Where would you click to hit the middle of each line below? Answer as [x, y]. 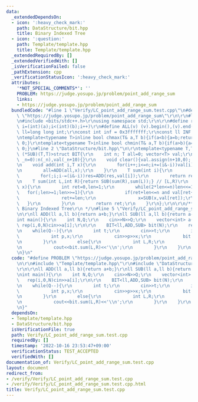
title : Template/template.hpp [54, 50]
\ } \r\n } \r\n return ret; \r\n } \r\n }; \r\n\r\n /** [105, 203]
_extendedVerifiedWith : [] [44, 61]
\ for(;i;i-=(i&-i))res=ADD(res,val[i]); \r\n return [101, 176]
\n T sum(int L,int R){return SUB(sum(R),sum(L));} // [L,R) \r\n [103, 182]
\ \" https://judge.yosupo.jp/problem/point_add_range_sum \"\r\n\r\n [103, 116]
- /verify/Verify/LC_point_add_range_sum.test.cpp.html [76, 384]
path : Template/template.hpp [52, 45]
